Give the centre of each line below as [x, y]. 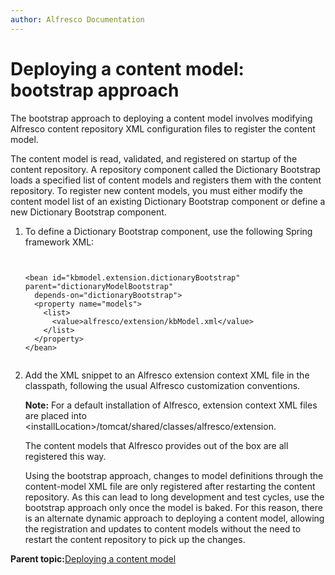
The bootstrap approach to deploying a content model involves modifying [161, 118]
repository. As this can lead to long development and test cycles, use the [174, 497]
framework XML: [59, 242]
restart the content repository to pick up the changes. [135, 539]
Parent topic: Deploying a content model [93, 558]
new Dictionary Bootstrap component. [88, 212]
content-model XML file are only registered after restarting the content [170, 486]
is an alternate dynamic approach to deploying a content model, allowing [174, 518]
